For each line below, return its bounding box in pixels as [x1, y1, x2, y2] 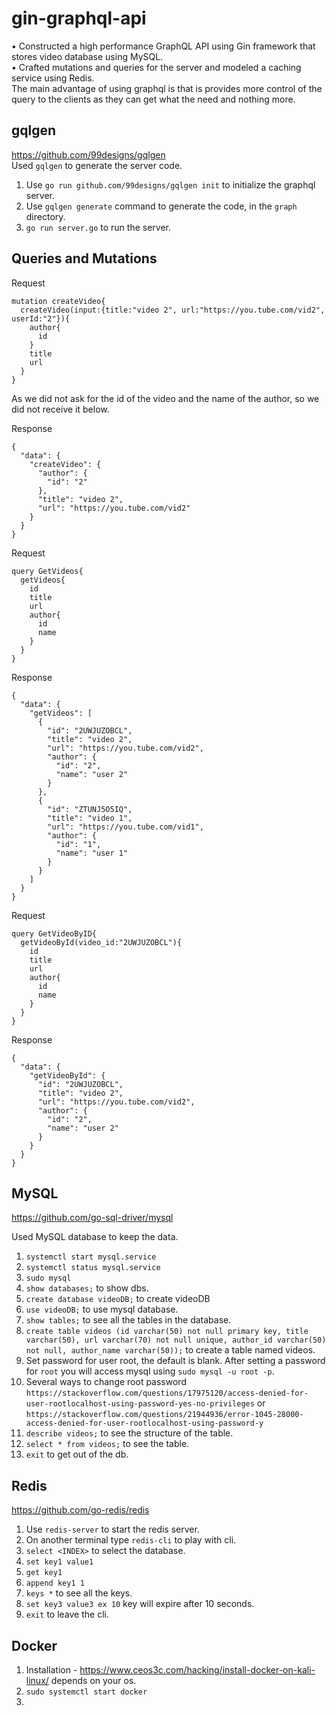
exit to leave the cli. [25, 1608, 109, 1621]
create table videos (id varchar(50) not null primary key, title [25, 1327, 309, 1337]
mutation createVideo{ [11, 296, 106, 306]
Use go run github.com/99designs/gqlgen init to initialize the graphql [25, 178, 316, 191]
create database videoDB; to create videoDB [25, 1293, 211, 1305]
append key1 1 [25, 1578, 85, 1589]
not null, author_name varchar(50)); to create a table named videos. [25, 1344, 316, 1356]
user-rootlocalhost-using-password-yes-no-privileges [25, 1399, 255, 1409]
